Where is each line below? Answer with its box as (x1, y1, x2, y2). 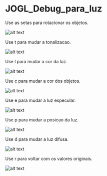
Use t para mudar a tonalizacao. (5, 39, 71, 45)
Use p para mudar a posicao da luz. (5, 116, 78, 123)
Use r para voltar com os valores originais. (5, 155, 92, 161)
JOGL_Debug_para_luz (5, 3, 102, 15)
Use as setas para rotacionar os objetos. (5, 20, 88, 26)
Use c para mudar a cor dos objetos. (5, 78, 81, 84)
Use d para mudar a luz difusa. (5, 136, 69, 142)
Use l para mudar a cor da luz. (5, 58, 67, 64)
